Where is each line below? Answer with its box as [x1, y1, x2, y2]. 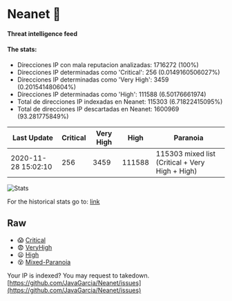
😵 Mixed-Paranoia [17, 257, 71, 266]
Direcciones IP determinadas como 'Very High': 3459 [17, 75, 169, 84]
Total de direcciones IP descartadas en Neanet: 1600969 [17, 104, 180, 113]
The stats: [7, 45, 37, 54]
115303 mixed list [155, 149, 216, 158]
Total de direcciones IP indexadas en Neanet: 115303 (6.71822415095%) [17, 97, 223, 106]
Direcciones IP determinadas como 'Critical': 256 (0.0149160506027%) [17, 68, 220, 76]
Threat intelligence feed [7, 29, 78, 37]
